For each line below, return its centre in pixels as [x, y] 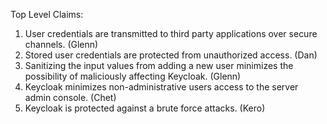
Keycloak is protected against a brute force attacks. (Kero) [145, 108]
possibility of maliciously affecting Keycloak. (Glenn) [133, 76]
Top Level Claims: [47, 14]
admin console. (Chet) [70, 97]
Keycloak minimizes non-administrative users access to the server [161, 87]
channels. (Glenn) [61, 44]
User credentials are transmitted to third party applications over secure [171, 33]
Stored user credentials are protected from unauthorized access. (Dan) [171, 55]
